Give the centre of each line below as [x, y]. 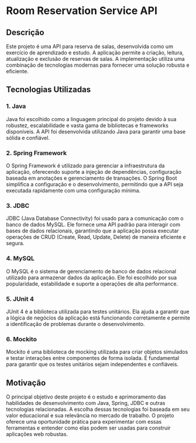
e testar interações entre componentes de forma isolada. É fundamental [93, 358]
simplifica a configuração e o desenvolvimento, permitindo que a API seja [95, 184]
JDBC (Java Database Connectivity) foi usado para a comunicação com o [95, 218]
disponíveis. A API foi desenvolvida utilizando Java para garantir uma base [96, 131]
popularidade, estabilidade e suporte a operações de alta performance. [92, 284]
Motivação [26, 382]
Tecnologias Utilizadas [49, 90]
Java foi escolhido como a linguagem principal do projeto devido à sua [91, 119]
